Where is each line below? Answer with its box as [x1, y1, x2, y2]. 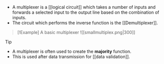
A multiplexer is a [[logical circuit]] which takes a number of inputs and [12, 4, 156, 10]
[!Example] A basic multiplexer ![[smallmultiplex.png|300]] [17, 30, 135, 35]
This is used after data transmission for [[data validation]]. [12, 54, 131, 60]
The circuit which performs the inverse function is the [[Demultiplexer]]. [12, 20, 158, 26]
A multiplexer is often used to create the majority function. [12, 49, 131, 54]
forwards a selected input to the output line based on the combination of [12, 9, 160, 15]
